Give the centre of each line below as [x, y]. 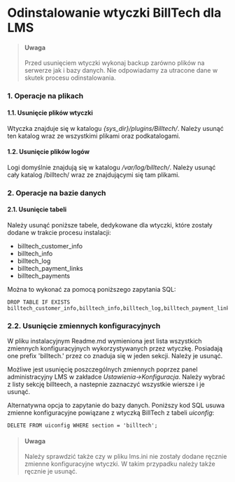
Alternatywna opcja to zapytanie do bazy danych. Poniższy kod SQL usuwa [116, 405]
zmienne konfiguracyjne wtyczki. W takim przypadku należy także [120, 464]
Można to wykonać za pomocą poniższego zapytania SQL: [92, 289]
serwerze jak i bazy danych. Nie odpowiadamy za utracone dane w [121, 71]
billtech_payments [44, 276]
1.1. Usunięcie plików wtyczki [50, 113]
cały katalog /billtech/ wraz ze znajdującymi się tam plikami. [94, 175]
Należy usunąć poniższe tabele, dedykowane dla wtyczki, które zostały [110, 225]
